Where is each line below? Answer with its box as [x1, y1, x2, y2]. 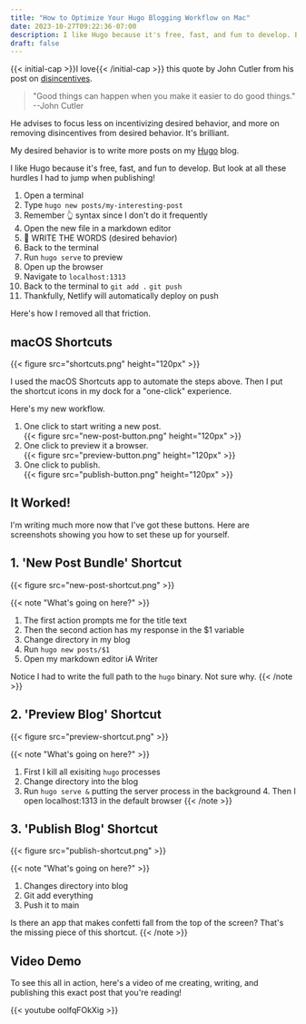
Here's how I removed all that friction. [10, 308, 151, 319]
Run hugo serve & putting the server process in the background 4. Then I [23, 785, 296, 796]
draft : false [10, 38, 60, 48]
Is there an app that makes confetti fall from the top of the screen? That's [10, 918, 284, 929]
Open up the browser [23, 261, 104, 272]
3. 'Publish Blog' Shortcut [10, 821, 158, 836]
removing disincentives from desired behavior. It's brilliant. [10, 128, 230, 139]
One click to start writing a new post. [23, 421, 162, 432]
